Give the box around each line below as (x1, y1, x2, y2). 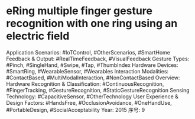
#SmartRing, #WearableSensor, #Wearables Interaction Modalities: (6, 67, 169, 75)
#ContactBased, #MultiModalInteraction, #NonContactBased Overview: (6, 74, 180, 81)
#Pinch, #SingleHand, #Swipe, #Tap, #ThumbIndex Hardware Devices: (6, 61, 178, 69)
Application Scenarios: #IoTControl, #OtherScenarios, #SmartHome (6, 49, 170, 56)
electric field (6, 30, 70, 43)
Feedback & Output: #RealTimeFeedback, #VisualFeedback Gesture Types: (6, 55, 190, 62)
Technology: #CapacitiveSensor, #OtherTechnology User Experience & (6, 93, 179, 100)
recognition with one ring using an (6, 17, 178, 30)
